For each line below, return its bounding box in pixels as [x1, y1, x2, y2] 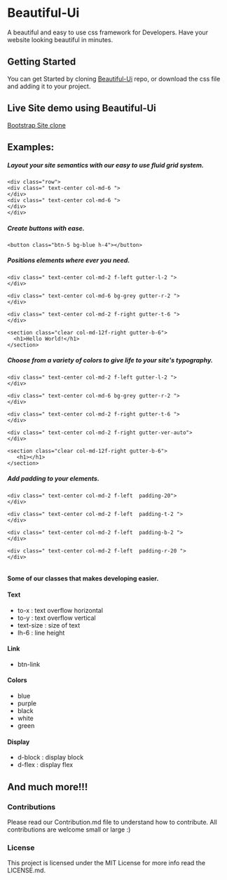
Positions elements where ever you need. [7, 256, 130, 264]
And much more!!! [7, 780, 88, 793]
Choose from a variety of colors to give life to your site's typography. [7, 356, 214, 365]
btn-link [17, 660, 41, 668]
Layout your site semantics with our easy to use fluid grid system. [7, 161, 205, 169]
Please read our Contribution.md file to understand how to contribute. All [7, 818, 217, 826]
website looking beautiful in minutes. [7, 35, 113, 43]
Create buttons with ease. [7, 224, 85, 232]
